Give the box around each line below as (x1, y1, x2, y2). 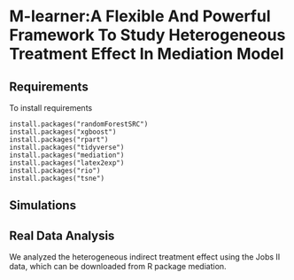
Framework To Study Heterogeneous (9, 25, 286, 45)
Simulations (9, 198, 77, 214)
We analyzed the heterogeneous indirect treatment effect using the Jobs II (9, 252, 281, 262)
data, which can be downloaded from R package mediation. (9, 261, 228, 272)
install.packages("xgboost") (9, 128, 117, 136)
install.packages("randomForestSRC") (9, 120, 149, 128)
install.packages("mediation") (9, 151, 125, 159)
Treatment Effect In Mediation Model (9, 44, 284, 64)
